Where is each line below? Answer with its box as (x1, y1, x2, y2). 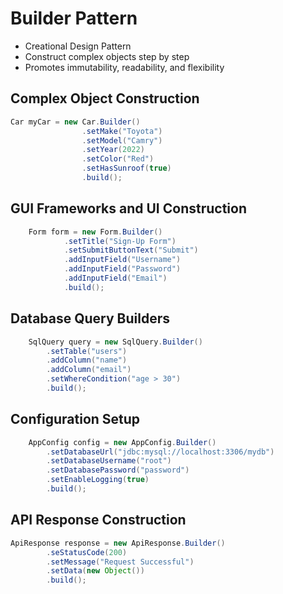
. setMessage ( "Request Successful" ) (46, 557, 195, 567)
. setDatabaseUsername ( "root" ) (46, 456, 172, 466)
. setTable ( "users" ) (46, 346, 128, 356)
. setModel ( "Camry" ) (81, 135, 163, 146)
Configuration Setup (10, 411, 141, 428)
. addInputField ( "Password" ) (63, 264, 182, 274)
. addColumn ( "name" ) (46, 355, 128, 366)
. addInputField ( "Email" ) (63, 273, 168, 284)
